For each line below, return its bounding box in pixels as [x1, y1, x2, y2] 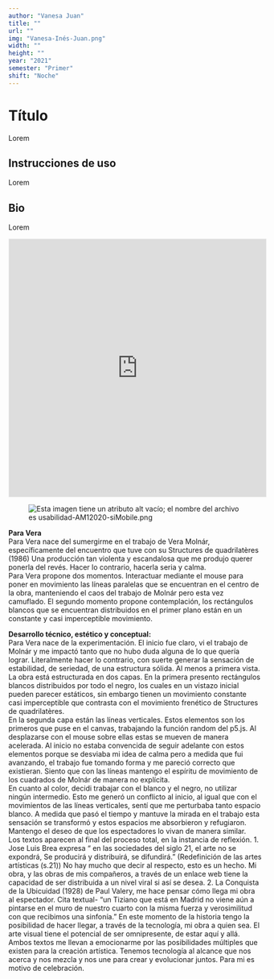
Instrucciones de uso [8, 156, 117, 170]
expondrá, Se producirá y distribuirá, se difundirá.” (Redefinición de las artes [8, 852, 262, 862]
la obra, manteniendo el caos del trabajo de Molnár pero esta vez [8, 588, 224, 598]
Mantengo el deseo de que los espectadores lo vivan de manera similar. [8, 827, 247, 836]
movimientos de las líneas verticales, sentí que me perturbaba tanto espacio [8, 801, 261, 811]
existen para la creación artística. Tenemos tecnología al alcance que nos [8, 946, 252, 956]
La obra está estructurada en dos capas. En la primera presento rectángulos [8, 672, 261, 682]
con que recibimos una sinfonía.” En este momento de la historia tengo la [8, 912, 250, 922]
